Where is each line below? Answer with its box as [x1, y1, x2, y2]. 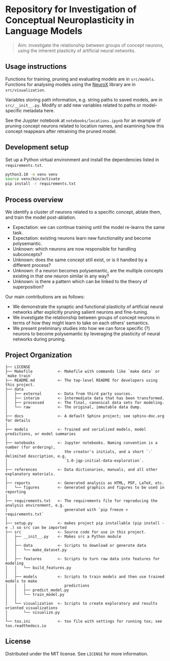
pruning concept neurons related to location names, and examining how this [5, 122, 164, 129]
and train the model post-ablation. [5, 214, 77, 220]
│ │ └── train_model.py [5, 592, 65, 597]
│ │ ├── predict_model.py [5, 588, 70, 593]
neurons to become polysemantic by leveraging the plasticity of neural [12, 330, 160, 337]
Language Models [5, 26, 83, 37]
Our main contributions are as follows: [5, 294, 85, 299]
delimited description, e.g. [5, 453, 67, 459]
